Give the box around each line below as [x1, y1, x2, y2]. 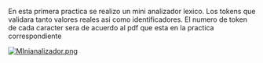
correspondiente [8, 31, 62, 40]
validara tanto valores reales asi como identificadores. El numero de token [8, 15, 247, 24]
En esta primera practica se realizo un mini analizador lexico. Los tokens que [8, 7, 256, 16]
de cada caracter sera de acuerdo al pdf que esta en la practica [8, 23, 214, 32]
